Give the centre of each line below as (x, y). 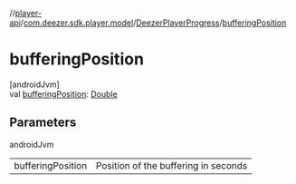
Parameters (43, 123)
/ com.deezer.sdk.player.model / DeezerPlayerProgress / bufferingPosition (153, 23)
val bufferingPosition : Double (63, 93)
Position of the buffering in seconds (172, 165)
